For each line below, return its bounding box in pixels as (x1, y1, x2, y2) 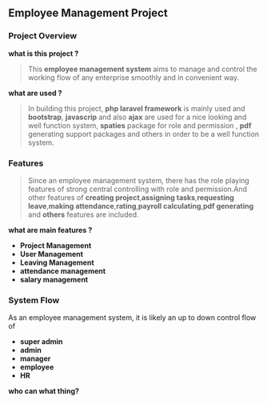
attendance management (19, 266, 106, 275)
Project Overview (8, 30, 78, 42)
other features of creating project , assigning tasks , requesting (27, 192, 234, 202)
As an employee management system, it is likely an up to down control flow (8, 313, 257, 322)
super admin (19, 337, 63, 346)
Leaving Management (19, 258, 94, 267)
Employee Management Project (8, 6, 168, 20)
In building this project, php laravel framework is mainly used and (27, 103, 245, 113)
